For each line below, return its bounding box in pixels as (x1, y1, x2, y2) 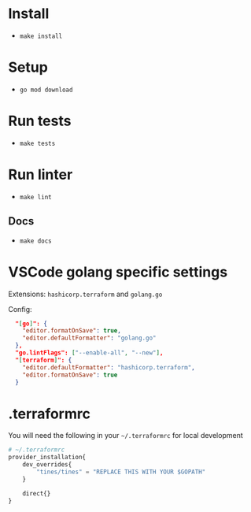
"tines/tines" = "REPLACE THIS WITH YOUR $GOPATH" (36, 468, 206, 476)
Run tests (8, 112, 72, 130)
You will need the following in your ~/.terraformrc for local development (8, 431, 243, 440)
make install (19, 32, 63, 40)
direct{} (22, 489, 51, 497)
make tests (19, 139, 56, 147)
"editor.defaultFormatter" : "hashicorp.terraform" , (22, 363, 195, 371)
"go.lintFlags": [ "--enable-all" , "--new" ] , (15, 349, 164, 357)
